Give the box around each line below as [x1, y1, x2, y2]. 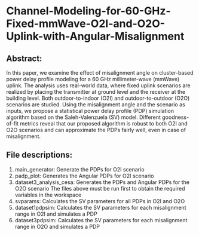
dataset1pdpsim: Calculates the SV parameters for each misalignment [14, 204, 186, 211]
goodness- [162, 114, 189, 121]
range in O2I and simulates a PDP [14, 210, 97, 217]
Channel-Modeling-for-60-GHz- [6, 4, 172, 18]
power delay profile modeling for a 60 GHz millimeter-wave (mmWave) [6, 76, 180, 82]
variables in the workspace [14, 191, 82, 198]
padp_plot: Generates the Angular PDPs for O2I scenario [14, 172, 154, 179]
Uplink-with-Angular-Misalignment [6, 30, 185, 43]
